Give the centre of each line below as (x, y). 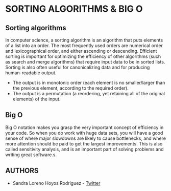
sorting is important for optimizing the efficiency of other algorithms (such (83, 56)
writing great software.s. (31, 155)
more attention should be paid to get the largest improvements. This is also (84, 143)
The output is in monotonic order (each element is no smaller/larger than (89, 83)
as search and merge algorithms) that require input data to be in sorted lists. (85, 62)
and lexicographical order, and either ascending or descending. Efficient (81, 51)
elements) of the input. (36, 99)
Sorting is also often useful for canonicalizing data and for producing (78, 67)
